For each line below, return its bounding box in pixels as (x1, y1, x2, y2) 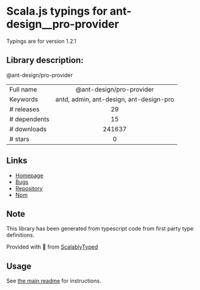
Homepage (15, 172, 44, 179)
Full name (9, 85, 38, 93)
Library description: (6, 55, 84, 65)
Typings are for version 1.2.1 (6, 37, 76, 45)
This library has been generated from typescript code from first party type (6, 225, 194, 233)
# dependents (9, 115, 50, 123)
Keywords (9, 95, 39, 103)
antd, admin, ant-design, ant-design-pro (55, 95, 174, 103)
